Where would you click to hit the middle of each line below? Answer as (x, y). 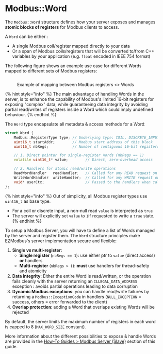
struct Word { (19, 133)
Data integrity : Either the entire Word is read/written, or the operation (81, 276)
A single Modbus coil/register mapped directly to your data (71, 46)
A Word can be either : (26, 36)
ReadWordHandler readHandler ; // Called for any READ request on (86, 173)
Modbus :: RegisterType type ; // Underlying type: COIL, (70, 137)
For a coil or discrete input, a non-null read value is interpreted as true (82, 211)
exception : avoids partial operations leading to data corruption (75, 286)
